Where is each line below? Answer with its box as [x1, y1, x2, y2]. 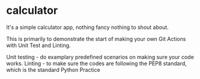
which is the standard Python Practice [6, 66, 100, 73]
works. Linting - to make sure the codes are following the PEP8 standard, [6, 60, 187, 67]
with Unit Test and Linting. [6, 42, 71, 49]
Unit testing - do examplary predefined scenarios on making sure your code [6, 53, 194, 60]
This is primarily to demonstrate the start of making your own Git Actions [6, 35, 186, 42]
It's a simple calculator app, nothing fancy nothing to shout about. [6, 24, 169, 31]
